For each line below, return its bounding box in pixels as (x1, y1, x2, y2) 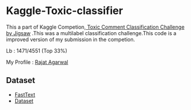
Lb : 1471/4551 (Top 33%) (6, 47, 68, 54)
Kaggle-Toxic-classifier (6, 4, 123, 18)
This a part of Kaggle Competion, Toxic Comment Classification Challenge (6, 23, 185, 30)
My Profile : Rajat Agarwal (6, 59, 68, 66)
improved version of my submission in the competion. (6, 36, 136, 43)
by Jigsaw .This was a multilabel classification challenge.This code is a (6, 29, 177, 36)
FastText (14, 91, 36, 98)
